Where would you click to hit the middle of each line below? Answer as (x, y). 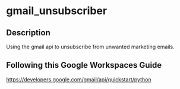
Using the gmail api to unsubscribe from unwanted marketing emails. (91, 47)
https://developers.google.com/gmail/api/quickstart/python (79, 79)
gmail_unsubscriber (57, 11)
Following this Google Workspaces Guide (84, 65)
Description (28, 33)
